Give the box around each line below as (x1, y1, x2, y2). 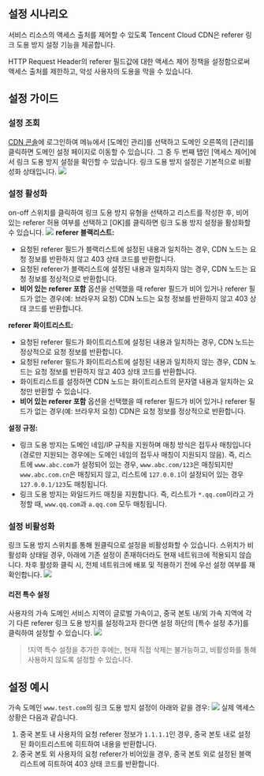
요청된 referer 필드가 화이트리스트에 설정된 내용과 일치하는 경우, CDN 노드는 (19, 337, 255, 346)
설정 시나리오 (8, 7, 69, 21)
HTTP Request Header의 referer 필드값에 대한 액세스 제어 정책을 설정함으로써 (8, 56, 251, 66)
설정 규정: (8, 423, 38, 432)
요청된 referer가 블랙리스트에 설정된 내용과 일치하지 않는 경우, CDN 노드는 (19, 264, 248, 273)
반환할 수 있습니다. (34, 386, 92, 396)
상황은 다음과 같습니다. (8, 713, 78, 722)
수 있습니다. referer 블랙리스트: (8, 228, 115, 237)
